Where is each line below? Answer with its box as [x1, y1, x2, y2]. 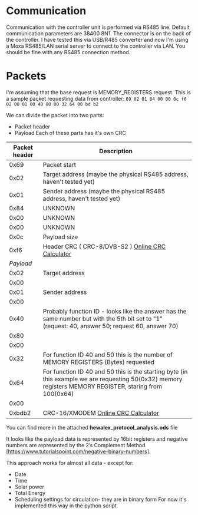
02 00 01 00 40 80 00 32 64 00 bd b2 [6, 101, 99, 107]
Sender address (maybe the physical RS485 [42, 187, 166, 195]
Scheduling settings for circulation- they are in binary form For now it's [14, 496, 187, 503]
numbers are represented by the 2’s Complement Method [6, 441, 146, 448]
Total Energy [14, 489, 46, 496]
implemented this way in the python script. [14, 502, 118, 509]
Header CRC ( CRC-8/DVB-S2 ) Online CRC [42, 242, 166, 250]
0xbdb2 [9, 408, 31, 417]
